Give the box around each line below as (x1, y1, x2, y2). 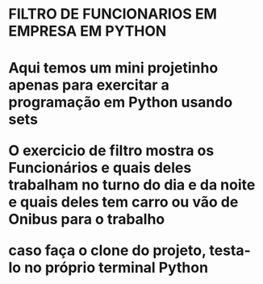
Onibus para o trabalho (8, 211, 165, 228)
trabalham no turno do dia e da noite (8, 176, 256, 194)
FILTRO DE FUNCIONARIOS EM (8, 5, 218, 23)
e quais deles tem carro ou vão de (8, 193, 239, 211)
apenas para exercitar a (8, 76, 169, 94)
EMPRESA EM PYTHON (8, 22, 167, 40)
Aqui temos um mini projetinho (8, 59, 219, 77)
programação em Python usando (8, 94, 233, 111)
